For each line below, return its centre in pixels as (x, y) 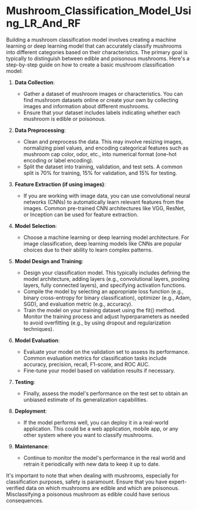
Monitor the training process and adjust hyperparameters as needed (106, 316)
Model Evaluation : (37, 340)
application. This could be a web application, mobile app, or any (101, 429)
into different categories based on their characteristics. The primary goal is (97, 52)
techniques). (39, 329)
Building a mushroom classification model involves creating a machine (91, 39)
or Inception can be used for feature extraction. (81, 214)
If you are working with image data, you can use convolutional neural (107, 196)
